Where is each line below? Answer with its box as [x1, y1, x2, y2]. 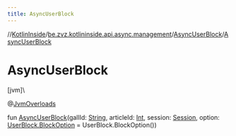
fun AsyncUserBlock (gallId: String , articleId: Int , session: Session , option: [7, 113, 220, 121]
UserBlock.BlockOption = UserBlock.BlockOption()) [7, 120, 157, 129]
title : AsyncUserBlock [7, 10, 74, 18]
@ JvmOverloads [7, 99, 57, 108]
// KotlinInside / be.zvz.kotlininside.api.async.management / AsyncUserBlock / [7, 30, 225, 38]
